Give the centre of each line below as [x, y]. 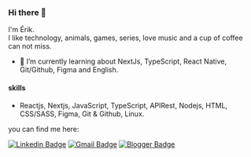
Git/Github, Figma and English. [69, 70]
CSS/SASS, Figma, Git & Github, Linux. [82, 114]
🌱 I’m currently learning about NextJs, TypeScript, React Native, [123, 61]
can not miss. [30, 46]
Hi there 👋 [28, 13]
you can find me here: [44, 129]
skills [17, 88]
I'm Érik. [22, 30]
